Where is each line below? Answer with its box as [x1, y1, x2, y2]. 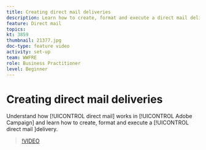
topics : [6, 26, 26, 32]
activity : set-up [6, 49, 51, 55]
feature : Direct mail [6, 20, 62, 26]
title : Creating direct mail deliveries [6, 9, 112, 15]
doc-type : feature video [6, 43, 70, 50]
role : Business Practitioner [6, 60, 81, 66]
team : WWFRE [6, 54, 37, 61]
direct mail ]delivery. [6, 126, 58, 133]
